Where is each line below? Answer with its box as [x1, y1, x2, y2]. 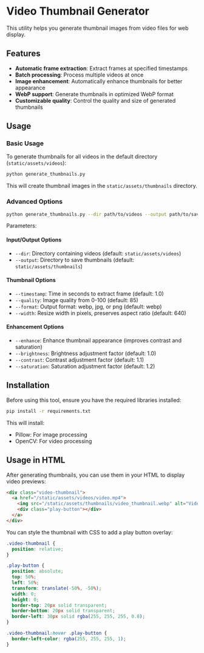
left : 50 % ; [12, 579, 39, 586]
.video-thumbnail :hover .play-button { [6, 631, 107, 637]
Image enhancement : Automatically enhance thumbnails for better [15, 77, 183, 85]
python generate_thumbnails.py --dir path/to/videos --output [6, 211, 167, 217]
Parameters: [6, 222, 37, 229]
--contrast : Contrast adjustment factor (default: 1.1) [15, 356, 144, 364]
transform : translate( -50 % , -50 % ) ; [12, 585, 102, 591]
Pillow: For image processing [15, 430, 88, 438]
